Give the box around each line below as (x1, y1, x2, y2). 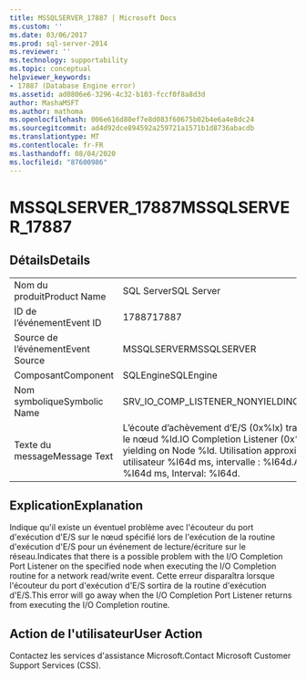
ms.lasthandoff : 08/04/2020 (9, 149, 117, 158)
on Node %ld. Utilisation (158, 444, 262, 456)
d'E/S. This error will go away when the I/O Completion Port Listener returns (9, 590, 292, 601)
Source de (14, 330, 58, 343)
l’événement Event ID (14, 316, 102, 329)
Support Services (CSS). (9, 660, 102, 671)
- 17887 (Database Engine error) (9, 81, 137, 90)
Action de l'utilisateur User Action (9, 626, 203, 642)
